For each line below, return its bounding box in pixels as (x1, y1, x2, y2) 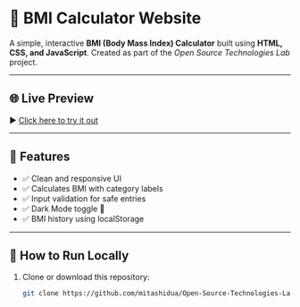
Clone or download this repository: (21, 272, 150, 283)
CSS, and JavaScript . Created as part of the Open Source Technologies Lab (9, 47, 290, 57)
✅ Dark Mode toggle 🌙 (21, 203, 105, 214)
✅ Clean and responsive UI (21, 173, 122, 183)
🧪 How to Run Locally (9, 248, 129, 263)
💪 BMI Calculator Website (9, 8, 202, 29)
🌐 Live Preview (9, 91, 95, 107)
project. (9, 56, 38, 67)
